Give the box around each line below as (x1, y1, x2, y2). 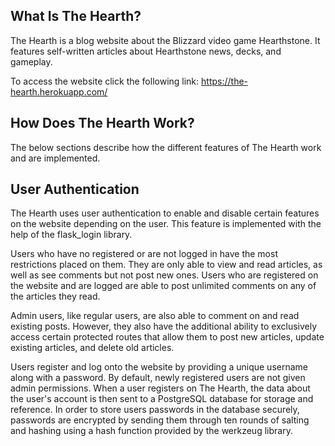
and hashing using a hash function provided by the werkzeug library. (10, 425, 293, 437)
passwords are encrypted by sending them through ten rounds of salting (10, 414, 310, 426)
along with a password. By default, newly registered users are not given (10, 372, 306, 384)
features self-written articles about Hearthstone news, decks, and (10, 45, 282, 57)
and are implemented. (10, 152, 101, 164)
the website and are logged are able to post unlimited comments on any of (10, 280, 317, 292)
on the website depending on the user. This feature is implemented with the (10, 218, 322, 230)
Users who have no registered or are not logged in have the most (10, 248, 278, 260)
